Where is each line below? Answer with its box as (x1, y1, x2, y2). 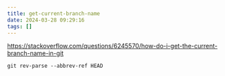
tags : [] (7, 23, 32, 30)
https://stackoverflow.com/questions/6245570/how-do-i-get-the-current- (7, 42, 218, 50)
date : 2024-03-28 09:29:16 (7, 17, 85, 23)
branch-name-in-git (7, 49, 64, 57)
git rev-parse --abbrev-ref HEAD (7, 63, 104, 70)
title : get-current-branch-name (7, 10, 100, 17)
